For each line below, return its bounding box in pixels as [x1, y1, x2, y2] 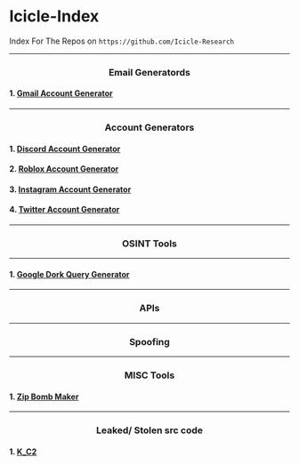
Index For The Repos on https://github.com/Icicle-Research [9, 36, 235, 46]
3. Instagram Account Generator [9, 184, 132, 195]
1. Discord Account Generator [9, 143, 121, 154]
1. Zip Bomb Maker [9, 391, 79, 402]
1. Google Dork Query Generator [9, 269, 131, 279]
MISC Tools [124, 369, 175, 381]
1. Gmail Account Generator [9, 88, 113, 99]
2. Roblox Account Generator [9, 164, 119, 174]
